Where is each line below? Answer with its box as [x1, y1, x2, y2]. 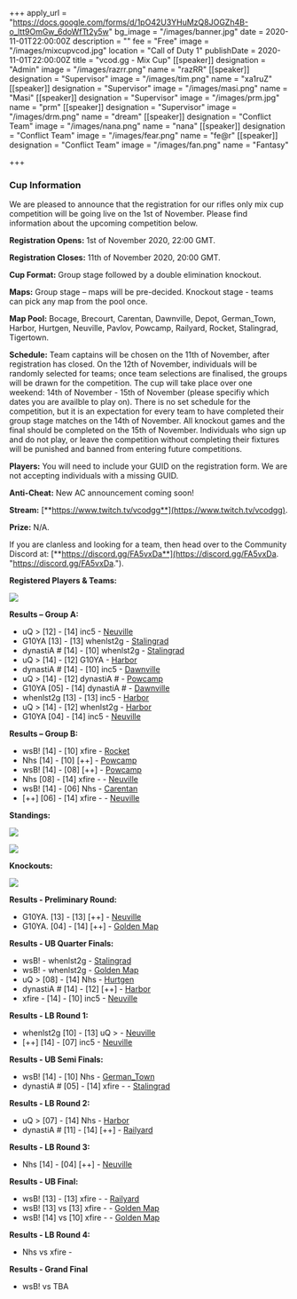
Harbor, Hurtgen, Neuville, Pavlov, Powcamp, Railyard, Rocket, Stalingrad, [9, 323, 279, 334]
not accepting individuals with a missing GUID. [9, 471, 179, 481]
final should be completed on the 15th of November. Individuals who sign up [9, 425, 286, 436]
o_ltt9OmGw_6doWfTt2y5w [9, 27, 109, 36]
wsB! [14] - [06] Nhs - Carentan [21, 783, 138, 794]
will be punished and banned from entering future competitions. [9, 444, 242, 455]
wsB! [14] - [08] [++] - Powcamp [21, 764, 142, 775]
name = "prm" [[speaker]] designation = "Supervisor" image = [9, 102, 238, 112]
